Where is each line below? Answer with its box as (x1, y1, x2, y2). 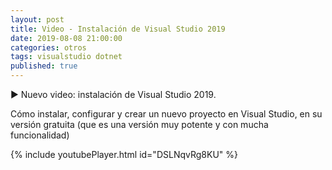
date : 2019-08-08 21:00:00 (10, 33, 123, 43)
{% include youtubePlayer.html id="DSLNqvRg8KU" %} (10, 149, 238, 160)
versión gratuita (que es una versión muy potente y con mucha (10, 119, 269, 130)
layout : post (10, 14, 65, 25)
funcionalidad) (10, 129, 70, 141)
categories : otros (10, 42, 87, 53)
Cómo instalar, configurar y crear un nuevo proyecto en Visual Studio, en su (10, 108, 323, 120)
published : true (10, 61, 78, 71)
